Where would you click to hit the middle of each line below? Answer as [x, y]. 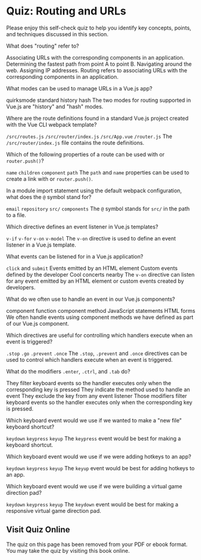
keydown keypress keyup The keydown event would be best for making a [92, 504]
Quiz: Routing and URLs [66, 11]
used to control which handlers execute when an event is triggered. [89, 359]
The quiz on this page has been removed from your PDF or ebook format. [97, 544]
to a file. [16, 215]
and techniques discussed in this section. [58, 34]
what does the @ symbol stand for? [49, 197]
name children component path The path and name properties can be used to [98, 172]
